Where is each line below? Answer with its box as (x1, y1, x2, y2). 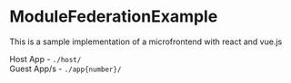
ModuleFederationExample (9, 6, 218, 27)
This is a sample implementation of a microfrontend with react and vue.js (9, 36, 283, 47)
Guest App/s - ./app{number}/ (9, 63, 122, 74)
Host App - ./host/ (9, 53, 82, 64)
